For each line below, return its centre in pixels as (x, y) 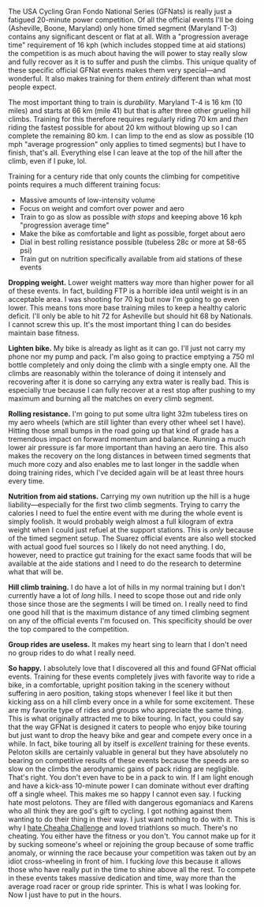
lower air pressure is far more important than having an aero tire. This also (128, 447)
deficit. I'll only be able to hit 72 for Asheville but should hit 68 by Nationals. (131, 316)
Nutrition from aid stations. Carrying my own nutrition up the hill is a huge (129, 496)
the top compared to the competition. (69, 629)
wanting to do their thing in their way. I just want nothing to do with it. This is (132, 819)
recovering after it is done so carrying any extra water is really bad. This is (129, 382)
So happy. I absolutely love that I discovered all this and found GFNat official (132, 668)
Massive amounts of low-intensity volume (87, 200)
